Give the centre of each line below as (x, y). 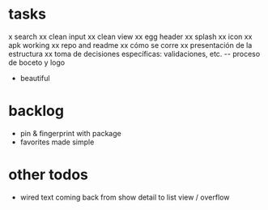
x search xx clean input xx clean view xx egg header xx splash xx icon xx (130, 36)
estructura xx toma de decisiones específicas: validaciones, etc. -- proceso (134, 54)
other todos (49, 175)
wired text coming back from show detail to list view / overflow (125, 197)
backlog (36, 111)
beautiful (35, 78)
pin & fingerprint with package (70, 133)
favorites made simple (57, 142)
